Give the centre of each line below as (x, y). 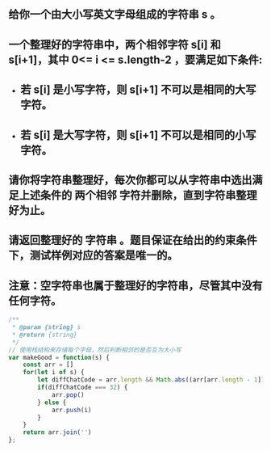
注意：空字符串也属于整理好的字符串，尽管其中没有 (135, 285)
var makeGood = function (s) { (59, 357)
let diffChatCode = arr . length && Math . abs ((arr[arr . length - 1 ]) (151, 380)
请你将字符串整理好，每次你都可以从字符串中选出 (130, 180)
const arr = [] (48, 365)
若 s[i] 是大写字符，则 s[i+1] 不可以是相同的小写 (138, 135)
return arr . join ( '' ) (57, 432)
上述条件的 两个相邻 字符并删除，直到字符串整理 (138, 195)
